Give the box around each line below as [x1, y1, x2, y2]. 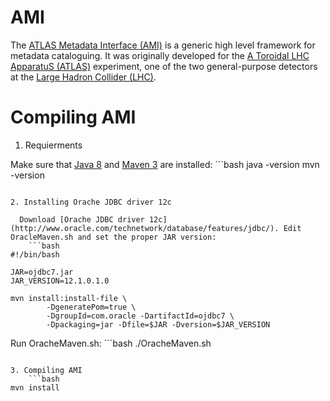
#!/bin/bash [10, 249, 60, 260]
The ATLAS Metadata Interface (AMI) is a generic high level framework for [10, 39, 316, 51]
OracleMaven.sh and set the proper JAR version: [10, 232, 217, 242]
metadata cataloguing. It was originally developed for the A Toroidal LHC [10, 49, 310, 61]
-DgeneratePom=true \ [46, 302, 137, 312]
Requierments [24, 139, 83, 151]
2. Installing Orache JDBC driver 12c [10, 197, 172, 207]
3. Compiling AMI [10, 365, 83, 375]
